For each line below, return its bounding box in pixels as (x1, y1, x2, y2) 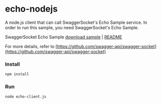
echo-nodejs (5, 3, 58, 15)
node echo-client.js (5, 94, 47, 99)
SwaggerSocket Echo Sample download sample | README (5, 34, 122, 40)
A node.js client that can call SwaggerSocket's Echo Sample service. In (5, 19, 147, 25)
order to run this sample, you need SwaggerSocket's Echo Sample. (5, 24, 139, 30)
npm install (5, 72, 29, 77)
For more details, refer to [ (5, 43, 57, 49)
